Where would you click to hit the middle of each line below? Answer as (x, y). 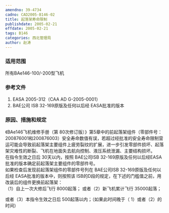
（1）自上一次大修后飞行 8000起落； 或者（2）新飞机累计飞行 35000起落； (83, 188)
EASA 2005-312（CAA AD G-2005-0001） (56, 99)
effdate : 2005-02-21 (27, 29)
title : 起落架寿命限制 (26, 19)
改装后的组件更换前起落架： (34, 182)
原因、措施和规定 (26, 120)
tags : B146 (17, 33)
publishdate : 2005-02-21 (31, 24)
